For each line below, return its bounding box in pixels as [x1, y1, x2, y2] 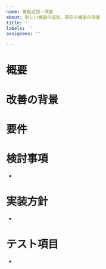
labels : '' [6, 25, 33, 32]
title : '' [6, 20, 31, 26]
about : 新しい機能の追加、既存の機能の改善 [6, 14, 101, 20]
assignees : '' [6, 31, 42, 37]
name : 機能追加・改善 [6, 8, 54, 15]
